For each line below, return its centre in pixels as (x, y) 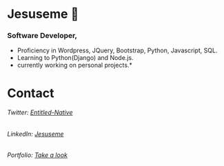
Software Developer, (42, 36)
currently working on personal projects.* (75, 65)
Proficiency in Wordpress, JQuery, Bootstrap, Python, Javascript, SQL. (117, 50)
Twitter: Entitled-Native (40, 112)
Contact (31, 93)
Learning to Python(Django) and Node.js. (75, 58)
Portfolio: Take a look (37, 155)
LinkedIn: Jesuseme (35, 134)
